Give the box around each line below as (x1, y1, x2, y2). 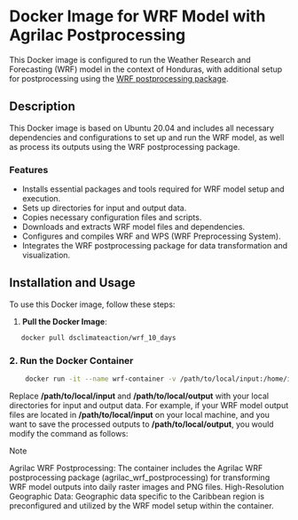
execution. (21, 193, 61, 204)
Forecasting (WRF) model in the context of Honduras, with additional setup (9, 64, 283, 75)
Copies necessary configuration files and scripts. (21, 212, 202, 223)
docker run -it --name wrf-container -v (25, 374, 176, 383)
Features (9, 163, 49, 176)
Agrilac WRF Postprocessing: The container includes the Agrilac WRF (9, 462, 263, 473)
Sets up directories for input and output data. (21, 202, 187, 214)
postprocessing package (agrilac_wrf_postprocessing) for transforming (9, 472, 271, 483)
